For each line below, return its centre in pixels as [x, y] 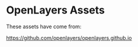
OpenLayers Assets [56, 10]
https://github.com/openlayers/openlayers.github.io [69, 38]
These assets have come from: [44, 26]
